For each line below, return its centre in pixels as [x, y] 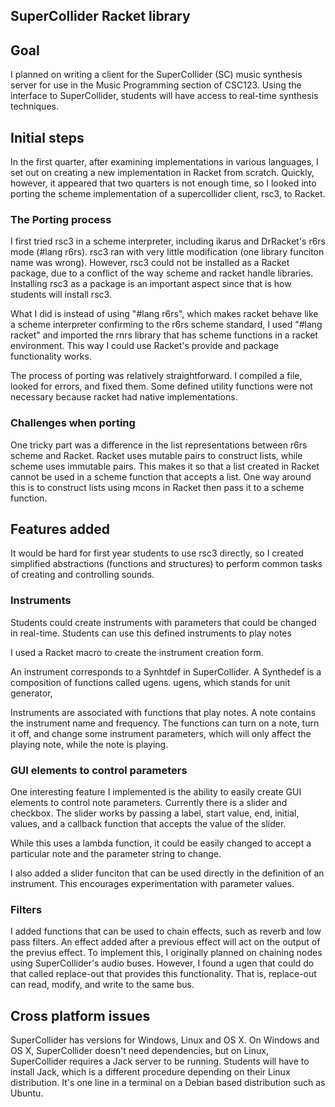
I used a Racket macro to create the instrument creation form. [137, 652]
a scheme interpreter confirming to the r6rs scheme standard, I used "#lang [166, 325]
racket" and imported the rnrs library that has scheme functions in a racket [164, 335]
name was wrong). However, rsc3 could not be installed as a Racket [150, 263]
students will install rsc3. [61, 295]
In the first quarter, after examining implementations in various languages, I [164, 162]
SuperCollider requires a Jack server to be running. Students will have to [160, 1061]
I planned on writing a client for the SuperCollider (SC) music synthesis [156, 75]
